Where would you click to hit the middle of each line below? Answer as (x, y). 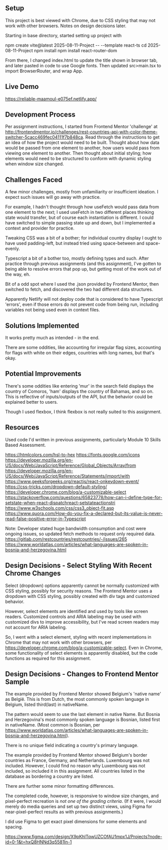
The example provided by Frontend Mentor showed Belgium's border (76, 755)
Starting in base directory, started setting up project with (63, 35)
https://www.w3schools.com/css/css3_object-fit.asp (59, 508)
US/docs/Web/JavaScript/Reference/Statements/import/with (67, 476)
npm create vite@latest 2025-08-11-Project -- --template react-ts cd (76, 45)
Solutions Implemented (42, 326)
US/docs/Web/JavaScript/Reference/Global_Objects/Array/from (71, 465)
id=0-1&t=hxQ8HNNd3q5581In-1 (38, 842)
